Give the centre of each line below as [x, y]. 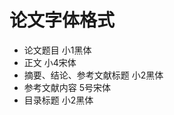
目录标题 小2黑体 [58, 100]
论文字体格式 [62, 20]
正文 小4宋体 [50, 62]
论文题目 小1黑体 [57, 50]
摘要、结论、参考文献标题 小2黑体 [93, 75]
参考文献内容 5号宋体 [67, 87]
